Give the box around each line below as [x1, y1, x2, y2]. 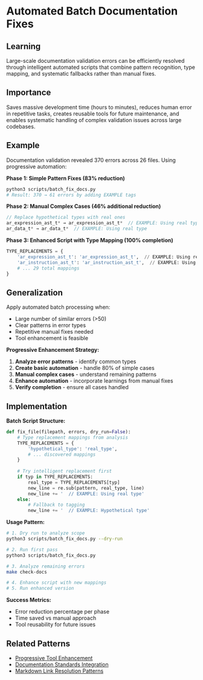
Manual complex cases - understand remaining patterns [14, 371, 157, 378]
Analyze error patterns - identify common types [14, 358, 137, 365]
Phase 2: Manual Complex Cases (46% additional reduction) [6, 202, 161, 210]
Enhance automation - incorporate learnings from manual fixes [14, 377, 173, 384]
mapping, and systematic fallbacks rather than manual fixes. [6, 70, 156, 77]
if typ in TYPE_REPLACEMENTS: [17, 474, 94, 480]
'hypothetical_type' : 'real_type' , [28, 445, 118, 452]
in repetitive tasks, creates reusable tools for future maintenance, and [6, 110, 179, 117]
